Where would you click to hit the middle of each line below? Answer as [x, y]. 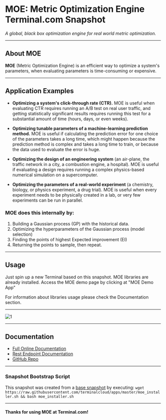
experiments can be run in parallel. [47, 200]
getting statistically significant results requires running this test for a [81, 113]
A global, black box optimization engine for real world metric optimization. [81, 33]
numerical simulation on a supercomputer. [55, 175]
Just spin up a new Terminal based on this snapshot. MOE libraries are [77, 277]
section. [13, 302]
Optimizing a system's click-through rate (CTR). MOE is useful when [83, 103]
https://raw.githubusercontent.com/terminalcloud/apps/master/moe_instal [83, 392]
